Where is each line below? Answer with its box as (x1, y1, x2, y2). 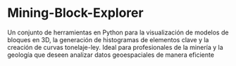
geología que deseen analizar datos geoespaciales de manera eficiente (7, 51, 215, 59)
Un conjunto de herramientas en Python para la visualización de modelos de (7, 28, 229, 37)
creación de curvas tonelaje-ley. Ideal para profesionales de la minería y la (7, 43, 223, 51)
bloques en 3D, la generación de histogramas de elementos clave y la (7, 35, 209, 44)
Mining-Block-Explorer (7, 5, 144, 21)
